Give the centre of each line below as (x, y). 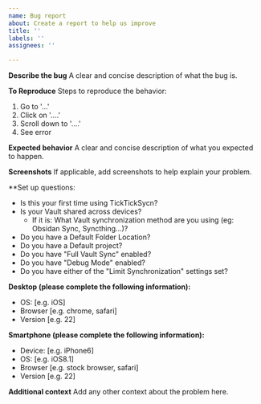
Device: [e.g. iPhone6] (57, 351)
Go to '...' (35, 107)
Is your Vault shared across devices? (81, 212)
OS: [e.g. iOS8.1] (47, 359)
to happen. (26, 157)
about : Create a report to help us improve (82, 23)
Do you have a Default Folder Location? (85, 237)
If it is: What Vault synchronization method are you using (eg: (133, 220)
